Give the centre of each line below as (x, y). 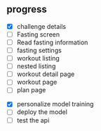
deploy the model (42, 112)
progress (27, 10)
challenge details (41, 26)
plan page (31, 90)
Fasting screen (38, 34)
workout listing (38, 58)
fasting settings (39, 50)
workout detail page (46, 74)
